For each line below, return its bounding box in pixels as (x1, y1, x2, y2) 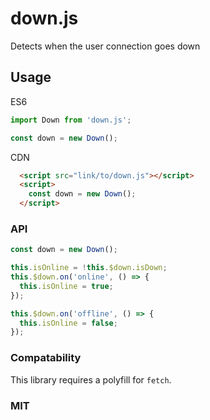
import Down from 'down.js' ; (10, 115, 132, 125)
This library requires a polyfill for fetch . (10, 373, 172, 386)
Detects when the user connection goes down (10, 40, 201, 52)
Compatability (10, 351, 82, 365)
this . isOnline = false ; (19, 318, 118, 328)
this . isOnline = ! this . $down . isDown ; (10, 263, 168, 273)
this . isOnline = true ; (19, 281, 114, 291)
